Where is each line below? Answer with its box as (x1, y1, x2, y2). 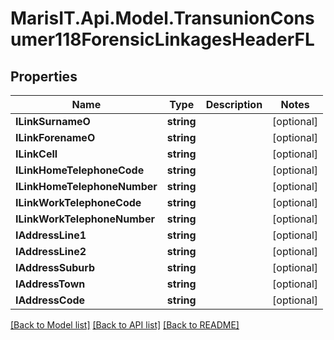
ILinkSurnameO (15, 115, 91, 128)
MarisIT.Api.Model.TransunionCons (10, 7, 315, 30)
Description (205, 98, 263, 111)
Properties (10, 68, 78, 85)
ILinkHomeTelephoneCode (15, 163, 145, 177)
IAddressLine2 (15, 245, 87, 258)
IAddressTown (15, 277, 86, 291)
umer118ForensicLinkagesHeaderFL (10, 28, 315, 51)
